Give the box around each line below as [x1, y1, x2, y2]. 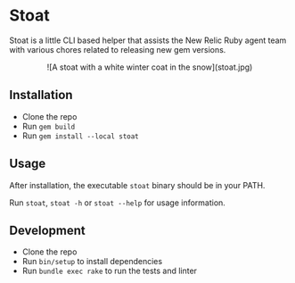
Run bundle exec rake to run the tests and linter [21, 265, 198, 277]
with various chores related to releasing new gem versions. [9, 44, 226, 54]
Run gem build [21, 121, 76, 131]
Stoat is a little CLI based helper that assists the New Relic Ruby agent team [9, 35, 287, 46]
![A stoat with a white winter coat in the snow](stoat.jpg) [46, 62, 253, 72]
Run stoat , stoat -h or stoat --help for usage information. [9, 197, 225, 208]
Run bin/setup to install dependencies [21, 256, 163, 267]
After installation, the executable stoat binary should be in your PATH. [9, 179, 266, 190]
